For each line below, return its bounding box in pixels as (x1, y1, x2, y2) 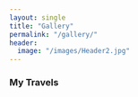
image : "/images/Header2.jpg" (17, 47, 130, 56)
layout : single (9, 13, 66, 22)
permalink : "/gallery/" (9, 30, 99, 39)
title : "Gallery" (9, 22, 74, 31)
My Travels (9, 76, 59, 89)
